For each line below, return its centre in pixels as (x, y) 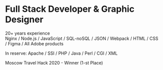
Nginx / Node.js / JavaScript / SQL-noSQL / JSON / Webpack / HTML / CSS (82, 38)
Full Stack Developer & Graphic (70, 9)
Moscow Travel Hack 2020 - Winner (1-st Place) (54, 63)
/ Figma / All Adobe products (34, 43)
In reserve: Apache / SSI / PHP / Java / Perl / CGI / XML (61, 53)
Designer (24, 19)
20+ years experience (28, 33)
